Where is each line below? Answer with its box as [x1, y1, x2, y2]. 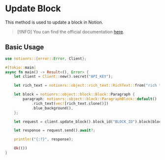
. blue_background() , [31, 105, 74, 111]
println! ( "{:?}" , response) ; [14, 137, 74, 142]
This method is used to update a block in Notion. [5, 19, 103, 25]
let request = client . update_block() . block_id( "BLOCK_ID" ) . [14, 119, 139, 124]
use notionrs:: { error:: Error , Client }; [5, 56, 87, 61]
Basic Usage [5, 43, 44, 52]
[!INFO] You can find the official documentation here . [17, 29, 124, 34]
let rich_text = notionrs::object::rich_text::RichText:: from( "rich [14, 83, 157, 88]
